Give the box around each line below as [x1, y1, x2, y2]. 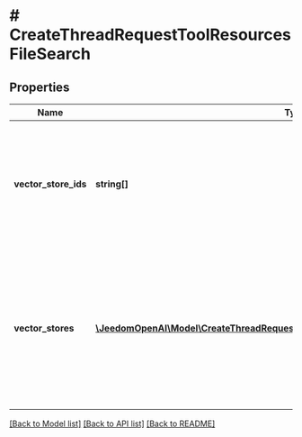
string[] [95, 178, 129, 190]
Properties [9, 79, 70, 95]
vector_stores [13, 322, 75, 334]
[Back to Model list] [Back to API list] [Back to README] [9, 418, 216, 429]
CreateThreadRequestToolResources [9, 24, 292, 45]
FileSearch [9, 44, 92, 64]
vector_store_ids [13, 178, 87, 190]
